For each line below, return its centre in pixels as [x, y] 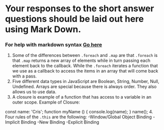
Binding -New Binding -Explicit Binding [60, 122]
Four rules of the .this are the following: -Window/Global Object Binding [79, 117]
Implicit [13, 122]
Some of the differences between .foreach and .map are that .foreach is [85, 55]
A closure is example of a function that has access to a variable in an [82, 97]
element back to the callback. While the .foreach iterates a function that [85, 66]
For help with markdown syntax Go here [54, 45]
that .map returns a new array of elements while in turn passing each [81, 61]
